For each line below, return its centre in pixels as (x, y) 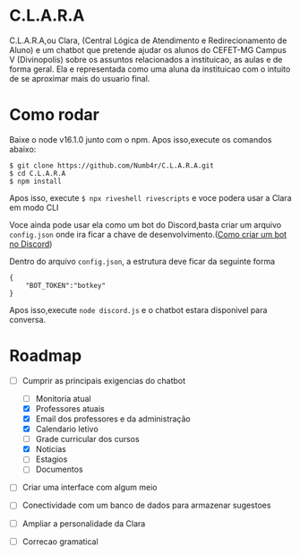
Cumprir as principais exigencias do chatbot (104, 380)
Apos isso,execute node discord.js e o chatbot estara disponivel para (138, 309)
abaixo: (23, 149)
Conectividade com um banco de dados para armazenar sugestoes (146, 505)
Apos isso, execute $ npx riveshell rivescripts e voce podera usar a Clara (150, 197)
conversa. (28, 319)
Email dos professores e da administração (113, 419)
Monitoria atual (63, 398)
